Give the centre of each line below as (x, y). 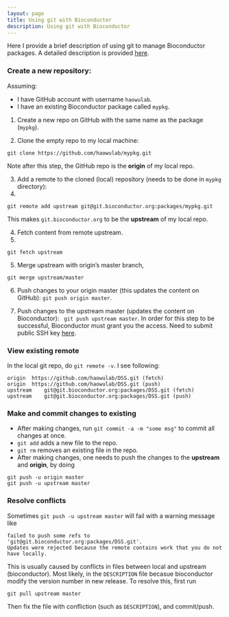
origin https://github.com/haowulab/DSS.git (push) (84, 384)
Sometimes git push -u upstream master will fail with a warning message (111, 515)
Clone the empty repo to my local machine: (78, 140)
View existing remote (43, 350)
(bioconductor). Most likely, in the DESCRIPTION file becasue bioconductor (110, 574)
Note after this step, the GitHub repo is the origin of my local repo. (101, 166)
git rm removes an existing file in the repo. (77, 450)
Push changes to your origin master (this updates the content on (108, 290)
